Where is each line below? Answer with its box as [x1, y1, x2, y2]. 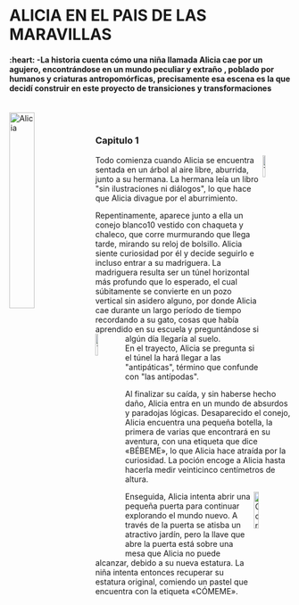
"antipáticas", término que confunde [124, 361, 259, 372]
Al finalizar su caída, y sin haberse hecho [124, 388, 277, 399]
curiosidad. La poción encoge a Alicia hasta [124, 454, 286, 465]
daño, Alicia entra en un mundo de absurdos [124, 398, 288, 409]
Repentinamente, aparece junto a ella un [95, 210, 244, 220]
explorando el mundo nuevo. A [124, 510, 238, 520]
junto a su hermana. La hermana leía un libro [95, 173, 259, 184]
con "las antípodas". [124, 371, 199, 382]
